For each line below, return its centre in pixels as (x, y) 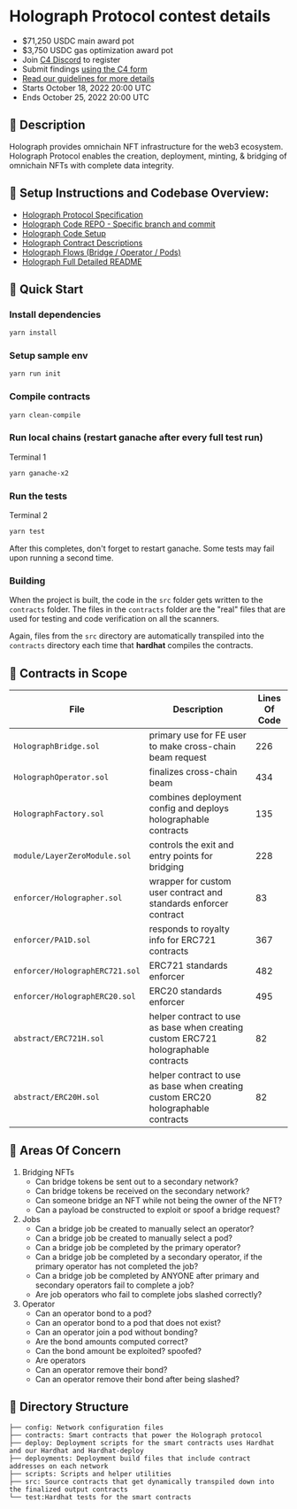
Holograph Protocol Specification (83, 214)
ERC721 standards (188, 965)
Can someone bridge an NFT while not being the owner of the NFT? (159, 1200)
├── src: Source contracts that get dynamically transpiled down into (142, 1482)
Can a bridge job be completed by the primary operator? (138, 1247)
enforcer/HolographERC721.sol (77, 971)
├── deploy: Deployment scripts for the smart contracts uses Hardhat (142, 1443)
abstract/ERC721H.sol (59, 1038)
